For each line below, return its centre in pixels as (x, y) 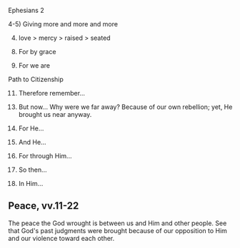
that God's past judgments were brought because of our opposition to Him (118, 230)
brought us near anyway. (55, 114)
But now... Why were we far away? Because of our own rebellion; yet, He (125, 107)
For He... (31, 128)
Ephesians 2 (26, 10)
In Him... (31, 184)
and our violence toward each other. (61, 238)
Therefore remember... (51, 93)
